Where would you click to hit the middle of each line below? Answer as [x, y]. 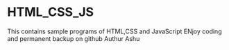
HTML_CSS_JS [51, 12]
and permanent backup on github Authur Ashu [74, 38]
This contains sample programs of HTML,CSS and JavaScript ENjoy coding [114, 31]
